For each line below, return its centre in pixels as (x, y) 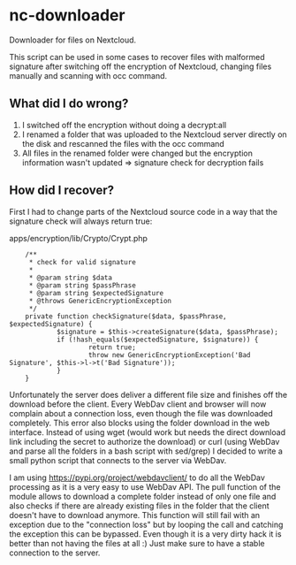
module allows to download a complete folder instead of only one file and (143, 496)
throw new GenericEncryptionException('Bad (169, 355)
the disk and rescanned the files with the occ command (123, 143)
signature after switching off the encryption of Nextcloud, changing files (140, 66)
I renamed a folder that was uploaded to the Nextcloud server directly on (154, 134)
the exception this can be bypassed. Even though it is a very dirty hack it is (145, 534)
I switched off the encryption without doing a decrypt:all (124, 125)
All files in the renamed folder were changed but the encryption (137, 153)
